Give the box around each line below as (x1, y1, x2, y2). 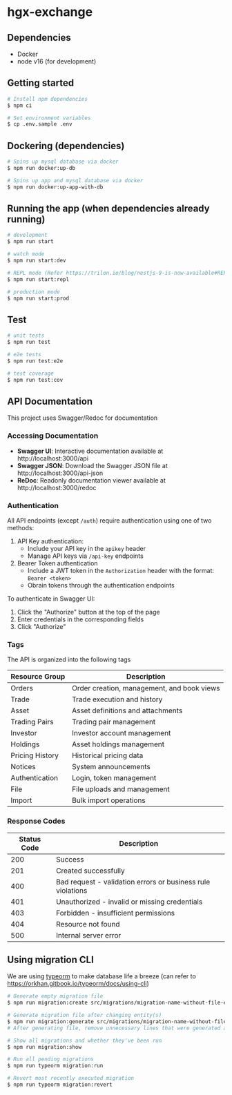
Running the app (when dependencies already (7, 203, 210, 215)
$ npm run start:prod (7, 295, 70, 302)
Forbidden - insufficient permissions (56, 908, 175, 918)
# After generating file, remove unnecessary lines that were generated (7, 1025, 221, 1031)
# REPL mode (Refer (7, 269, 64, 276)
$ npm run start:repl (7, 275, 70, 283)
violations (56, 885, 88, 895)
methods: (7, 523, 35, 532)
